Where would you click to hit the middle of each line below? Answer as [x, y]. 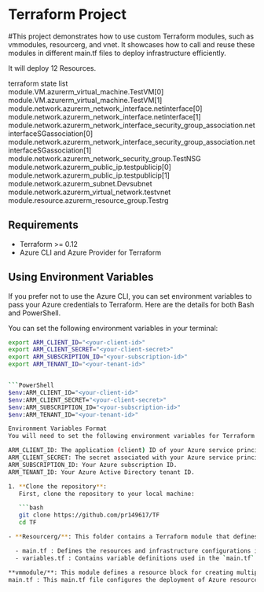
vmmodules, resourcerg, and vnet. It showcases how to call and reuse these [132, 44]
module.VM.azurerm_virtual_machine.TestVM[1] [85, 100]
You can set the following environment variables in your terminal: [113, 328]
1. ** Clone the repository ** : [58, 486]
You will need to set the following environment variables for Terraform [132, 436]
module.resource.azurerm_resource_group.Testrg [88, 200]
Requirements [43, 225]
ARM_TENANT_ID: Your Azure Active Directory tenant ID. [101, 472]
